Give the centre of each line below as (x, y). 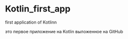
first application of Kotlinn (31, 22)
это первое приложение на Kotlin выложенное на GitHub (64, 31)
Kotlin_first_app (38, 9)
